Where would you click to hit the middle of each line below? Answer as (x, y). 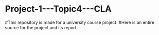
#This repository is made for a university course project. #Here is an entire (80, 22)
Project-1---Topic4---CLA (58, 9)
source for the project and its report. (41, 27)
